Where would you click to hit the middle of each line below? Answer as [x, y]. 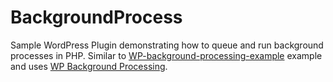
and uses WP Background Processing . [89, 66]
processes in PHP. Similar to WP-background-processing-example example [166, 55]
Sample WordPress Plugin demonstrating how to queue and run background [167, 45]
